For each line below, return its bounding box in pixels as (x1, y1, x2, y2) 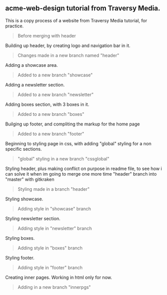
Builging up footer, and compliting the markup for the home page (5, 121, 140, 127)
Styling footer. (5, 255, 34, 261)
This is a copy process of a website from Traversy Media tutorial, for (5, 17, 147, 23)
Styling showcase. (5, 196, 43, 202)
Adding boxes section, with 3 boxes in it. (5, 101, 89, 107)
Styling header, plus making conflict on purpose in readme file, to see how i (5, 165, 162, 172)
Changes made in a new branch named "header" (17, 52, 120, 58)
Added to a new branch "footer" (17, 131, 85, 137)
